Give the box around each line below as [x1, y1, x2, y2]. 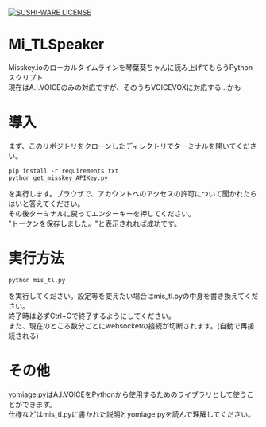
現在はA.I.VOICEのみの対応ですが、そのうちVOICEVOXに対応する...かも [8, 82, 241, 91]
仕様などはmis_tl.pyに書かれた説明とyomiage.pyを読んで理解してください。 [8, 410, 256, 419]
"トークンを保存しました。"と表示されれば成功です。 [8, 219, 181, 228]
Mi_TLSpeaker [8, 36, 105, 53]
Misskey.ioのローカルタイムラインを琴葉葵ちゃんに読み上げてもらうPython [8, 62, 253, 72]
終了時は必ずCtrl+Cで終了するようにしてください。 [8, 311, 176, 320]
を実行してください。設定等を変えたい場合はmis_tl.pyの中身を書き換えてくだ [8, 291, 259, 301]
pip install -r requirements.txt [8, 167, 119, 175]
